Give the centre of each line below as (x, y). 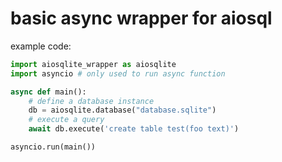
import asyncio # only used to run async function (118, 73)
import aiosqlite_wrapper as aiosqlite (93, 64)
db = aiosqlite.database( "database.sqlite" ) (122, 110)
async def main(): (48, 92)
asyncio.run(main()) (53, 147)
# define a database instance (91, 101)
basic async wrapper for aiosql (141, 18)
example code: (41, 46)
